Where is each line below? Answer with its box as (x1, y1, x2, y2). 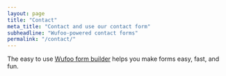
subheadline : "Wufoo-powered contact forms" (7, 29, 138, 37)
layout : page (7, 10, 45, 17)
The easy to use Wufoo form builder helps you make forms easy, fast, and (7, 55, 220, 63)
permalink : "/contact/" (7, 36, 76, 43)
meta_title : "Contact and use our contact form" (7, 23, 151, 30)
